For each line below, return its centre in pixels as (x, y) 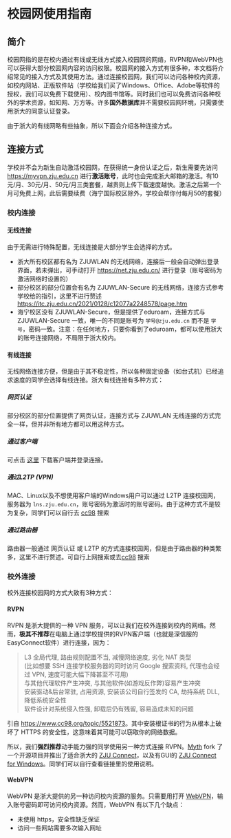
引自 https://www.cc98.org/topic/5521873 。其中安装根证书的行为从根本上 (111, 723)
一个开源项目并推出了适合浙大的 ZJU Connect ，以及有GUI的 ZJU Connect (112, 755)
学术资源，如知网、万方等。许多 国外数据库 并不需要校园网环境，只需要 (118, 103)
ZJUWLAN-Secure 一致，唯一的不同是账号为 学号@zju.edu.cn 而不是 (113, 320)
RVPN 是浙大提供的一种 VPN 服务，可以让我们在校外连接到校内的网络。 (108, 625)
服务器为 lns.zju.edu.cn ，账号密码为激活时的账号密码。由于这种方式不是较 (114, 504)
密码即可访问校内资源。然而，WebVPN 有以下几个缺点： (105, 804)
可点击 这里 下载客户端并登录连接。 (57, 460)
